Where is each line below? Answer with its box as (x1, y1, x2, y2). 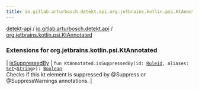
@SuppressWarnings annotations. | (6, 77, 92, 84)
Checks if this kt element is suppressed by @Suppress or (6, 70, 146, 78)
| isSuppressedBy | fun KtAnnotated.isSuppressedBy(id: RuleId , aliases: (6, 59, 190, 66)
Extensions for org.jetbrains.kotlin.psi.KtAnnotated (6, 46, 158, 54)
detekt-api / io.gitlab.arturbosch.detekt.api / (6, 25, 113, 32)
